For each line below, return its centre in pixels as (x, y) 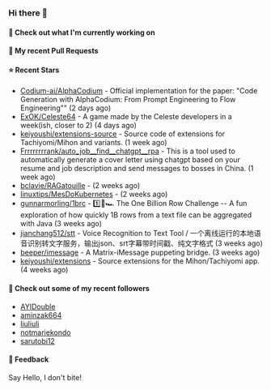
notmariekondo (45, 332)
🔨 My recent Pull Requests (53, 51)
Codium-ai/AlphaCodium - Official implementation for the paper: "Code (139, 91)
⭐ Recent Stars (34, 70)
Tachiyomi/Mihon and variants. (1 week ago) (93, 143)
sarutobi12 (37, 341)
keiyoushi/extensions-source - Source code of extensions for (122, 134)
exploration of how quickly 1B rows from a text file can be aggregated (136, 215)
